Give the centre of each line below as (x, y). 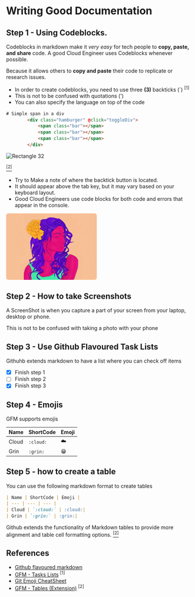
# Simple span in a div (35, 113)
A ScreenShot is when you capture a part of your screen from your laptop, (96, 311)
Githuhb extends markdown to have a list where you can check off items (94, 361)
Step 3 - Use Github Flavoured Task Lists (82, 347)
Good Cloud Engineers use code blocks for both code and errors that (99, 198)
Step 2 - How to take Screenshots (69, 296)
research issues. (26, 77)
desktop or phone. (29, 317)
